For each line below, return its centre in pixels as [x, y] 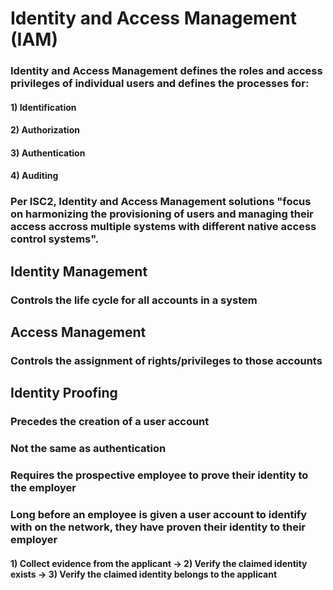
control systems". [55, 239]
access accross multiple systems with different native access [163, 227]
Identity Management [79, 271]
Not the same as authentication [88, 449]
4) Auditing [34, 176]
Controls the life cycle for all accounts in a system [134, 300]
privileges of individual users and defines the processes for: [160, 84]
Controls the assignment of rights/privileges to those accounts [166, 361]
